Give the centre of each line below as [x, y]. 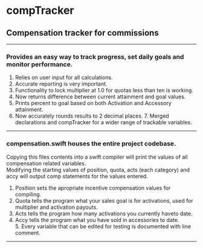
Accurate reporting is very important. [61, 84]
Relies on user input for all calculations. [64, 78]
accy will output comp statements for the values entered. [77, 176]
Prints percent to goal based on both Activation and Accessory [93, 103]
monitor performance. [40, 64]
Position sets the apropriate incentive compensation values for [93, 188]
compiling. [28, 194]
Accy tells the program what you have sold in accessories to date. [97, 220]
